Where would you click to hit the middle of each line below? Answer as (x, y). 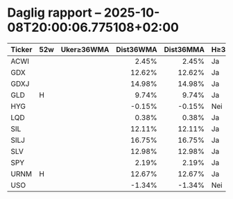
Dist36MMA (184, 49)
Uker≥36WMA (85, 49)
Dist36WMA (136, 49)
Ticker (21, 49)
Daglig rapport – (54, 13)
